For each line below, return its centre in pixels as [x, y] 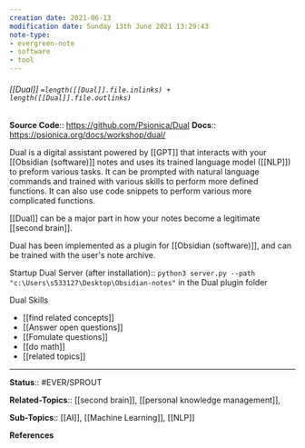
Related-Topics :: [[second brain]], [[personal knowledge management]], [145, 400]
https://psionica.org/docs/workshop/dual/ [88, 135]
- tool [22, 60]
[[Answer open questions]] [73, 327]
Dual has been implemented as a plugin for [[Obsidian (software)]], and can [151, 245]
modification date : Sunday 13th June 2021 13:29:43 [109, 26]
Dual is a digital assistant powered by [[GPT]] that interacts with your [138, 153]
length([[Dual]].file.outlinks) [70, 98]
